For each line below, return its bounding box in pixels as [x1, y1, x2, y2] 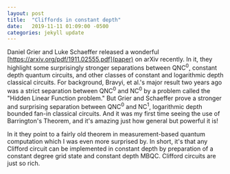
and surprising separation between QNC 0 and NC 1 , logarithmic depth [7, 101, 203, 110]
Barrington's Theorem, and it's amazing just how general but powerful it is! [7, 117, 218, 125]
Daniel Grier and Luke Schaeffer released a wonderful [7, 48, 159, 56]
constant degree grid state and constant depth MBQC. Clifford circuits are [7, 152, 216, 160]
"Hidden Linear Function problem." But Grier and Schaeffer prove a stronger [7, 94, 222, 102]
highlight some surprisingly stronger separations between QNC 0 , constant [7, 62, 218, 72]
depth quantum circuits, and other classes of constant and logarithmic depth [7, 71, 224, 79]
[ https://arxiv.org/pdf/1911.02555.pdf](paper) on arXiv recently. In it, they [7, 55, 213, 64]
